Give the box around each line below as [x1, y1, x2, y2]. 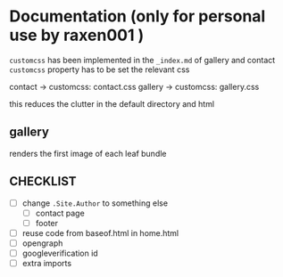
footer [35, 217, 59, 228]
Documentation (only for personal [9, 6, 266, 27]
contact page [35, 208, 85, 218]
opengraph [21, 238, 63, 248]
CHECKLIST [9, 174, 78, 189]
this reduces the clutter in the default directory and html [9, 98, 215, 109]
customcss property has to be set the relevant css [9, 64, 190, 75]
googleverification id [21, 248, 98, 258]
